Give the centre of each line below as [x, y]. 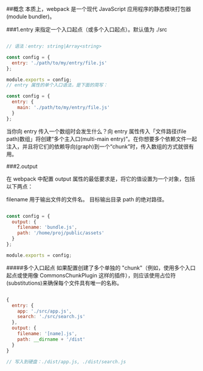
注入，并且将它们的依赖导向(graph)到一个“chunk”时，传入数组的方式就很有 [100, 146]
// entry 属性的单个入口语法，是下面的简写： [57, 85]
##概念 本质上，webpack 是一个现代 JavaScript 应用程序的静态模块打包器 [99, 9]
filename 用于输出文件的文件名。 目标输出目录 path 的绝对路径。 [87, 199]
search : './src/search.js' [51, 317]
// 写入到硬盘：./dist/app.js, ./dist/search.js [66, 362]
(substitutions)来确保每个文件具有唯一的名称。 [64, 283]
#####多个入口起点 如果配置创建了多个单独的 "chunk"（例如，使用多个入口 [101, 268]
